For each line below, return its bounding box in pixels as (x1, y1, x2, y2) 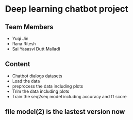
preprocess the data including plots (12, 83, 83, 89)
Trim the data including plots (12, 88, 69, 94)
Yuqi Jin (12, 35, 29, 41)
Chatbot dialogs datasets (12, 73, 63, 79)
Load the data (12, 78, 40, 84)
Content (5, 60, 31, 69)
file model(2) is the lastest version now (5, 108, 125, 116)
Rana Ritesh (12, 41, 36, 47)
